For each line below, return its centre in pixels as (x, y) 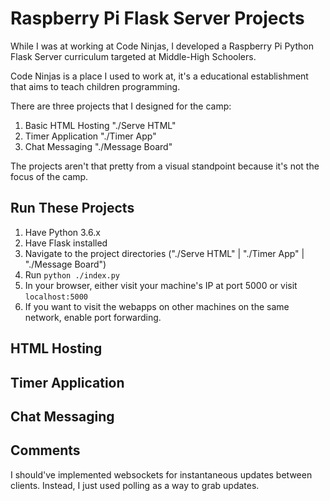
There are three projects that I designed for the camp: (121, 106)
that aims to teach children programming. (95, 86)
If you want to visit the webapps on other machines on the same (157, 306)
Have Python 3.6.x (62, 232)
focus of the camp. (49, 176)
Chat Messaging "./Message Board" (98, 146)
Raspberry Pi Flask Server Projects (157, 18)
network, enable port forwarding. (93, 317)
